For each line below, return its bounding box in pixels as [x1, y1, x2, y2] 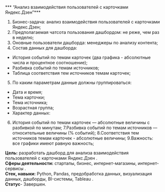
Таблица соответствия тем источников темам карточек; [12, 70, 131, 76]
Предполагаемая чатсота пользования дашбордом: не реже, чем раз [12, 29, 160, 35]
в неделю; [12, 34, 34, 40]
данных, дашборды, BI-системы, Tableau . [5, 176, 94, 182]
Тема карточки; [12, 94, 45, 100]
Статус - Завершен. [5, 181, 46, 187]
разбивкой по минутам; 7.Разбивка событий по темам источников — [12, 125, 158, 131]
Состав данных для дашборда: [12, 45, 77, 51]
